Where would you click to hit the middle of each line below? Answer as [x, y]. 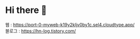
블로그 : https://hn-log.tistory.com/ [41, 31]
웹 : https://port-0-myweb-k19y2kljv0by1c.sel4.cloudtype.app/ [70, 24]
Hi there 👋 [26, 10]
